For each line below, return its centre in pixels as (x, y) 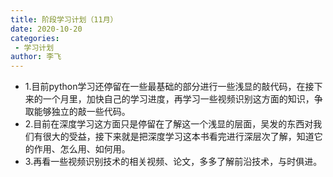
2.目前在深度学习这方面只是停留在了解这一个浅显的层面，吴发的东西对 (169, 124)
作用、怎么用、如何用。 (82, 149)
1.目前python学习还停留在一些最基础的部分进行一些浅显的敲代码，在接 (169, 87)
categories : (35, 38)
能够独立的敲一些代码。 (82, 112)
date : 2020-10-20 (46, 29)
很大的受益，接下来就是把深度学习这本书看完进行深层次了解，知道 (178, 137)
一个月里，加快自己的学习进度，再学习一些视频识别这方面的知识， (178, 99)
